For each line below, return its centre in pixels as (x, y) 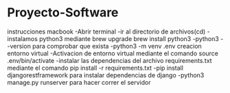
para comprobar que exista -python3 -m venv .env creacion (117, 46)
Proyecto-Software (63, 13)
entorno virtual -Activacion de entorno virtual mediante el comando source (113, 53)
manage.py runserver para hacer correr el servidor (79, 82)
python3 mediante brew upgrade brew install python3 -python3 (129, 38)
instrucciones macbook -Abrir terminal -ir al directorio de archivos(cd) (106, 31)
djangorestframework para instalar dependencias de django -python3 (106, 75)
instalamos (22, 38)
